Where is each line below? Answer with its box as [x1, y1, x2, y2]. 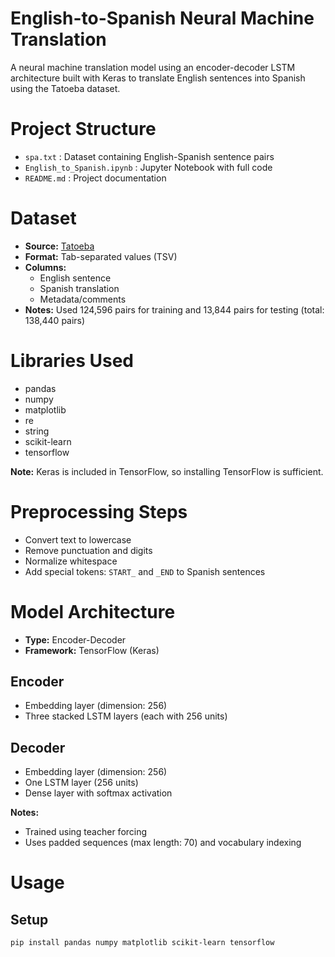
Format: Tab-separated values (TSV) [24, 250, 178, 262]
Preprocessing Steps [10, 500, 188, 523]
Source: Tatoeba [24, 240, 95, 252]
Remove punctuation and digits [24, 544, 153, 556]
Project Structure [10, 118, 157, 141]
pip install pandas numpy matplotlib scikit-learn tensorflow [10, 938, 275, 948]
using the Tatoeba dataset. [10, 82, 121, 94]
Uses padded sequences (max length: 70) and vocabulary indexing [24, 837, 302, 849]
